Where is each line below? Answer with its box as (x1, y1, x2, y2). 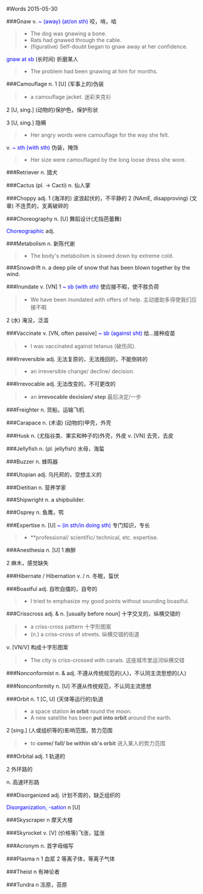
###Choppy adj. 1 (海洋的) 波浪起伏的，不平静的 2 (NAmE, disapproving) (6, 195, 188, 202)
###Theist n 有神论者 (6, 868, 60, 875)
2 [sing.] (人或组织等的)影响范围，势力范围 (6, 727, 113, 734)
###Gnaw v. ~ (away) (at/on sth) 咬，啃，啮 (6, 18, 117, 25)
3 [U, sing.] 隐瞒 (6, 119, 47, 126)
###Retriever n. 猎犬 (6, 169, 58, 176)
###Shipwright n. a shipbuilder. (6, 496, 85, 503)
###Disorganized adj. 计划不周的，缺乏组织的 (6, 792, 121, 798)
